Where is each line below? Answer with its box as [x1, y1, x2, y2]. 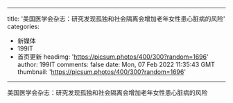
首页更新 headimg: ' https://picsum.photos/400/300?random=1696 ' [17, 53, 209, 61]
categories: [7, 22, 40, 30]
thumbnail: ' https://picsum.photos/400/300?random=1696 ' [17, 68, 186, 76]
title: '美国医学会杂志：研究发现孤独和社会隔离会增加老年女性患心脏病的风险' [7, 15, 225, 23]
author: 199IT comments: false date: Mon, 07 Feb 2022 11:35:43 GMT [17, 60, 215, 68]
